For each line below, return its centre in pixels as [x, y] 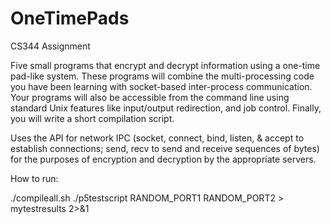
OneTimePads [70, 18]
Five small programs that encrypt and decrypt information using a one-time [165, 65]
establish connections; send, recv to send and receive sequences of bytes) [165, 148]
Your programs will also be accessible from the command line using [150, 97]
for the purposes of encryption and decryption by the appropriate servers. [163, 159]
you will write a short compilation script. [92, 118]
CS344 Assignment [50, 46]
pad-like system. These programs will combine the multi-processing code [162, 76]
